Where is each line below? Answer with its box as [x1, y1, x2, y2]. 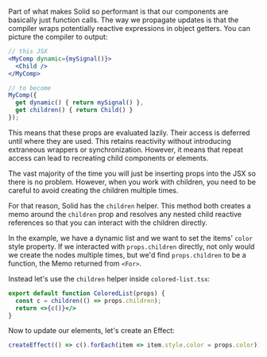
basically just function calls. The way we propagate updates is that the [8, 15, 239, 25]
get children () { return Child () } [15, 107, 133, 114]
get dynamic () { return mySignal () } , [15, 99, 145, 107]
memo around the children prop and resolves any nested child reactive [8, 209, 242, 219]
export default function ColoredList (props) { [8, 289, 165, 297]
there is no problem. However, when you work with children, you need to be [8, 177, 257, 186]
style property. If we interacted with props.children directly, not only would [8, 242, 255, 251]
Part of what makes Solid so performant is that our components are [8, 7, 229, 16]
